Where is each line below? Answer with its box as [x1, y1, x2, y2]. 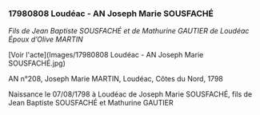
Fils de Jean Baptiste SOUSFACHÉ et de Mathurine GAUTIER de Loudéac [8, 26, 250, 36]
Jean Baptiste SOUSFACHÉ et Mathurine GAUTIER [8, 98, 174, 108]
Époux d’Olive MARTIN [8, 34, 84, 44]
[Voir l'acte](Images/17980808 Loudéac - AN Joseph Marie [8, 50, 204, 60]
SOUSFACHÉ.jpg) [8, 58, 66, 68]
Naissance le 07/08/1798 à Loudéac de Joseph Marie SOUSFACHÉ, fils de [8, 89, 253, 99]
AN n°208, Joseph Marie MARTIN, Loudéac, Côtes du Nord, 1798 [8, 74, 224, 84]
